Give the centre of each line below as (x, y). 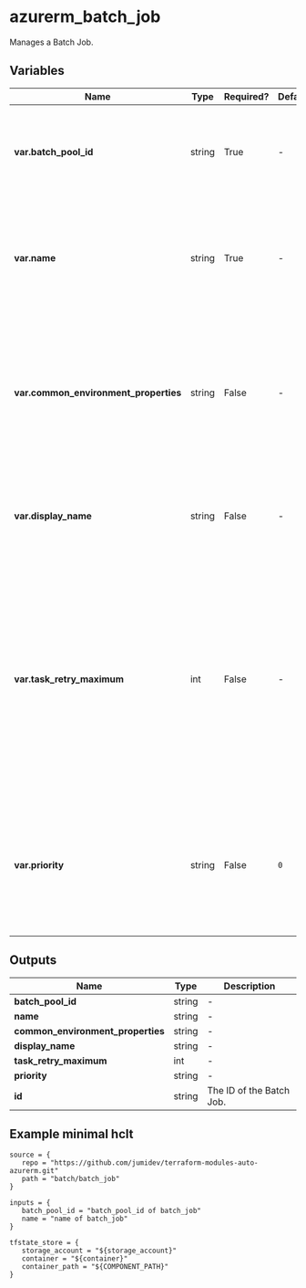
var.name (35, 257)
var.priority (39, 864)
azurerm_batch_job (85, 17)
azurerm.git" (34, 1171)
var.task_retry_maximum (69, 679)
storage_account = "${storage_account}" (99, 1251)
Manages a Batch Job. (51, 42)
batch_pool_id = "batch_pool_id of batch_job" (112, 1211)
